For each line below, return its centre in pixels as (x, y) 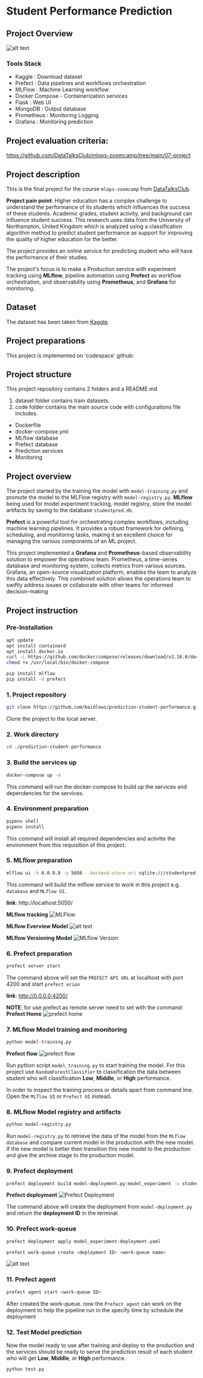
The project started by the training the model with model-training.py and (97, 491)
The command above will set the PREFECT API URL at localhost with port (95, 977)
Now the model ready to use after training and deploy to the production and (100, 1345)
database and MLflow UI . (36, 891)
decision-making (27, 591)
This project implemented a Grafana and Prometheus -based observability (99, 553)
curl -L (16, 657)
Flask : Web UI (33, 102)
